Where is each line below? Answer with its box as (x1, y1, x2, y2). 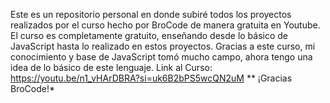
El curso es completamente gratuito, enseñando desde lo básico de (10, 30, 289, 41)
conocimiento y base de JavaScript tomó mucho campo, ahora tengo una (10, 51, 313, 63)
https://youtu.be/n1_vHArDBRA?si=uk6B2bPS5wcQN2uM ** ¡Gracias (10, 72, 293, 84)
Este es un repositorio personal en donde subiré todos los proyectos (10, 9, 292, 20)
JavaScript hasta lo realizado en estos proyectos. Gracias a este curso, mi (10, 40, 316, 52)
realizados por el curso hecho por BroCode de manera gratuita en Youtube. (10, 19, 321, 31)
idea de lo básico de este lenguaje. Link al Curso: (10, 62, 213, 73)
